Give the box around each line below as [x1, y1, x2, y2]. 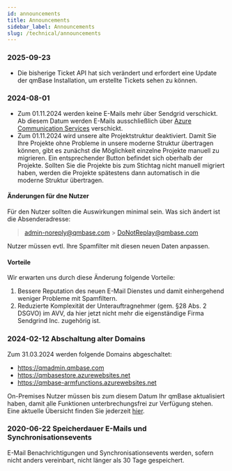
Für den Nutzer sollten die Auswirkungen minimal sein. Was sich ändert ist [7, 207, 221, 216]
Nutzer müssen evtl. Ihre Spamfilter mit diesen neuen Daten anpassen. [7, 242, 210, 251]
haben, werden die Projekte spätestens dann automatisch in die [17, 168, 200, 177]
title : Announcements [7, 17, 70, 24]
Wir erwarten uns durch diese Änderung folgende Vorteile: [7, 274, 176, 282]
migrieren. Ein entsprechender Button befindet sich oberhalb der [17, 154, 203, 162]
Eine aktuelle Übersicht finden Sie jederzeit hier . [7, 406, 145, 415]
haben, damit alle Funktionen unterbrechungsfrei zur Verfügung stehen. [7, 399, 214, 408]
